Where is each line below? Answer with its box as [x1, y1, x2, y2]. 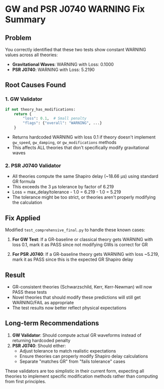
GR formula [12, 178, 35, 184]
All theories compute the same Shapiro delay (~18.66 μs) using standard [12, 174, 159, 179]
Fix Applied [5, 213, 41, 222]
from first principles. [5, 378, 47, 384]
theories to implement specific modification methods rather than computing [5, 373, 158, 379]
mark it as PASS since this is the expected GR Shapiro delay [12, 256, 134, 262]
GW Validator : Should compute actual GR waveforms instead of [12, 332, 141, 338]
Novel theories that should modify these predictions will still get [12, 294, 141, 300]
